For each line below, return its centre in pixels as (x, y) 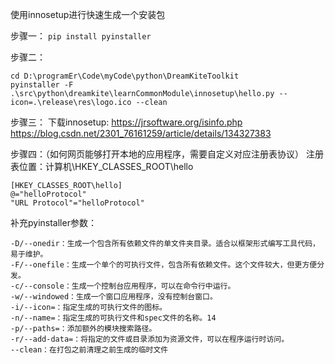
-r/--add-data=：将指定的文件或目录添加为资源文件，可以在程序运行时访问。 (150, 339)
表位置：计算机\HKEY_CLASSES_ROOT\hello (102, 166)
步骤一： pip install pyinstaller (81, 36)
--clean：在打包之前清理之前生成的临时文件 (89, 350)
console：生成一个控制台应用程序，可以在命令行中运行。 (134, 286)
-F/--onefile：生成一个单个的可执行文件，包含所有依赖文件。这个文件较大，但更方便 (164, 265)
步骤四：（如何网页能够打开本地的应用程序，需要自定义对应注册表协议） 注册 (167, 154)
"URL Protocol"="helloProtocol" (77, 203)
